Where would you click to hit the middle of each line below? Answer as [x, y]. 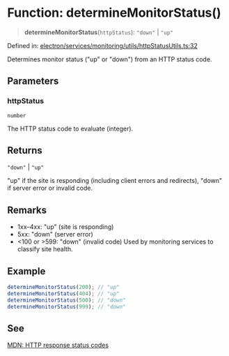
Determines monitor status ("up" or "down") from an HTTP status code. [110, 59]
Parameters [33, 81]
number [17, 116]
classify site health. [45, 249]
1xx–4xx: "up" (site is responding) [65, 227]
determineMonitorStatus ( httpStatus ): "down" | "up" [99, 32]
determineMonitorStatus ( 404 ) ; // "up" [63, 294]
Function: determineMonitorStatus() [114, 13]
